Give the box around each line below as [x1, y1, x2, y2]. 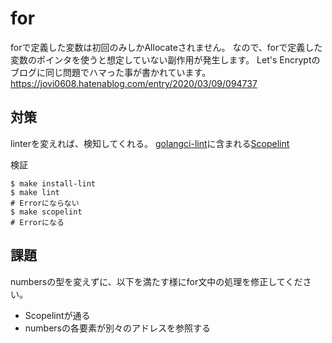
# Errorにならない [10, 198, 80, 208]
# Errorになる [10, 217, 65, 227]
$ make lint [10, 187, 60, 197]
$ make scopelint [10, 207, 83, 217]
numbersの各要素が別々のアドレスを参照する [24, 322, 212, 334]
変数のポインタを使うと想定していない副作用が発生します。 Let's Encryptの [10, 53, 321, 66]
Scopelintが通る [24, 309, 91, 321]
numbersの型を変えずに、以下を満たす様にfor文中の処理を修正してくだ [10, 275, 303, 287]
